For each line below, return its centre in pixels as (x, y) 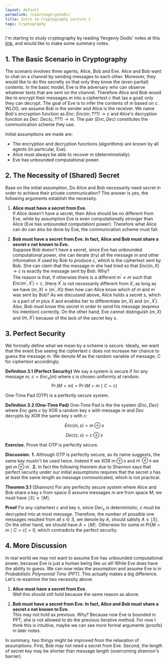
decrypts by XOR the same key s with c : (46, 415)
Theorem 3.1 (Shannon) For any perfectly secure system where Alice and (81, 487)
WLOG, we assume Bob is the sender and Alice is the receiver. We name (80, 109)
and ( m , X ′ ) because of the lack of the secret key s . (65, 317)
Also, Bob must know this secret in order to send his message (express (86, 306)
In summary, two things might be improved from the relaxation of (72, 640)
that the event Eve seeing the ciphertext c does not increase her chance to (82, 351)
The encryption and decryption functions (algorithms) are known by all (86, 144)
